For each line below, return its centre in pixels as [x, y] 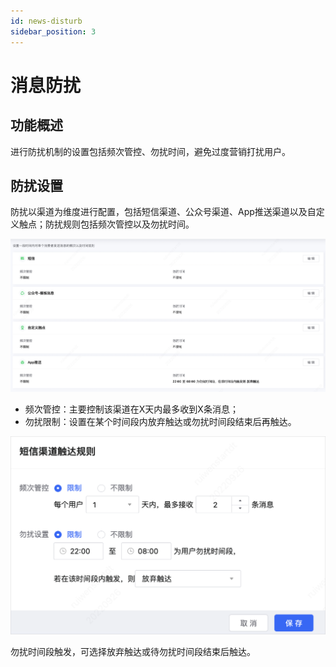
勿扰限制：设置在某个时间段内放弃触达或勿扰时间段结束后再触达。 [160, 421]
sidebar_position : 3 [53, 31]
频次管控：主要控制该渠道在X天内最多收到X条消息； [131, 409]
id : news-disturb [46, 21]
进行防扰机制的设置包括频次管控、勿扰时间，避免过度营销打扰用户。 [150, 151]
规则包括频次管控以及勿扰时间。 [128, 224]
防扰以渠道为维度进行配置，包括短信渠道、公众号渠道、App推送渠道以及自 [163, 212]
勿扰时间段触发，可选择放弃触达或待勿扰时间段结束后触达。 [133, 652]
